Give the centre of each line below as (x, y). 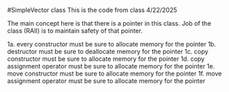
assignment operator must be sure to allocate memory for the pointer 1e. (111, 66)
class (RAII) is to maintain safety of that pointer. (75, 31)
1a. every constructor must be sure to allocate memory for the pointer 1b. (112, 44)
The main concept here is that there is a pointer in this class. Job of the (109, 23)
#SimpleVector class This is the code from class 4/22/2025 (92, 10)
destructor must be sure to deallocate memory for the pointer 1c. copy (108, 52)
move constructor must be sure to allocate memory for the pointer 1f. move (114, 73)
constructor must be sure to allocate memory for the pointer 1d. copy (106, 59)
